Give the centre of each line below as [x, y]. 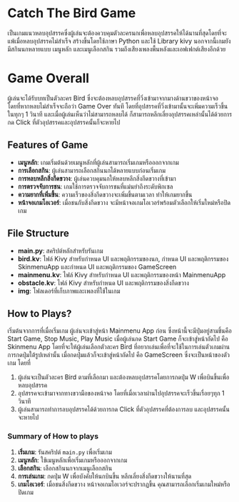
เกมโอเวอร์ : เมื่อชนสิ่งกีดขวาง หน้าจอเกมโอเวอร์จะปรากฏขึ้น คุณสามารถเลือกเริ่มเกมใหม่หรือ [124, 484]
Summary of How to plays [53, 436]
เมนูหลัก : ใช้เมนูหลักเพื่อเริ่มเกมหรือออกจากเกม [72, 460]
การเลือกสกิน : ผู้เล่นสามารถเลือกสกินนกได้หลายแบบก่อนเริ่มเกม [92, 170]
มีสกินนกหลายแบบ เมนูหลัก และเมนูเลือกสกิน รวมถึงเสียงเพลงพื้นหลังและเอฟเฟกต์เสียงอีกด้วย [117, 49]
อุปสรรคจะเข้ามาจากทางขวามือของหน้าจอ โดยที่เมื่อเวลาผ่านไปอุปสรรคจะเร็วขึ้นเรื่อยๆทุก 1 [121, 393]
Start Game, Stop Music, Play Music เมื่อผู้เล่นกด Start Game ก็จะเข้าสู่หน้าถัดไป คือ [118, 339]
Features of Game [48, 145]
